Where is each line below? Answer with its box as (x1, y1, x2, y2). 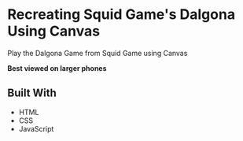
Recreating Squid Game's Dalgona (7, 6, 236, 24)
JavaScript (18, 124, 54, 133)
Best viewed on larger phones (7, 63, 107, 72)
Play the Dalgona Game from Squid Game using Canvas (7, 48, 188, 58)
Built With (7, 87, 57, 100)
